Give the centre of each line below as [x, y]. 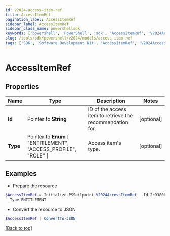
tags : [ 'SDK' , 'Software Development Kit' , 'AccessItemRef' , [71, 43]
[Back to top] [19, 228]
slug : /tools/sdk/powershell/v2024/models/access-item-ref [69, 38]
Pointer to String [47, 119]
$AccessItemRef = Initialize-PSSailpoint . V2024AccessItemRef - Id [77, 195]
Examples [21, 173]
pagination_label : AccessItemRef [40, 19]
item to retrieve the [110, 115]
